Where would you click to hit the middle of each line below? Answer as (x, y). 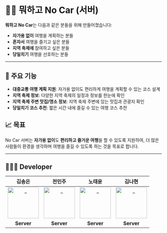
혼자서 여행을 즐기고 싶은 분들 (41, 42)
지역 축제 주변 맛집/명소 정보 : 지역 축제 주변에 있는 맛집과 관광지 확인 (78, 101)
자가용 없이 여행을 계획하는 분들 (43, 35)
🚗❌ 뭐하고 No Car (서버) (52, 10)
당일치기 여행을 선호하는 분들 (40, 54)
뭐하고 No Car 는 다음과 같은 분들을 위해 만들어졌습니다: (59, 25)
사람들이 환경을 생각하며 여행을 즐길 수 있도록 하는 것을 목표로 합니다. (72, 146)
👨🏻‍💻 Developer (29, 167)
